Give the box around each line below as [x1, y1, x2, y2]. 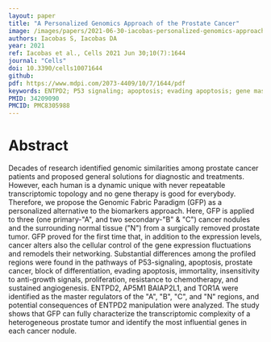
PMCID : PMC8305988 [8, 102, 70, 110]
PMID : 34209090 [8, 94, 60, 102]
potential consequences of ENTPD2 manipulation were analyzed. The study [8, 300, 260, 311]
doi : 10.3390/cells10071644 [8, 65, 103, 73]
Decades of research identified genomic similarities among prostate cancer [8, 163, 259, 173]
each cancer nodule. [8, 326, 77, 336]
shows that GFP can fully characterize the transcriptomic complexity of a [8, 309, 251, 319]
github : [8, 72, 35, 80]
